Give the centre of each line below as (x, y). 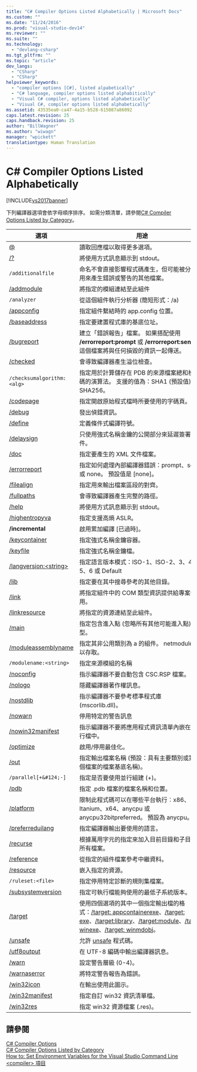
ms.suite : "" (22, 39)
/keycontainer (28, 540)
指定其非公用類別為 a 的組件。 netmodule (136, 643)
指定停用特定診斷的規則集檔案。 (123, 881)
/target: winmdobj (129, 929)
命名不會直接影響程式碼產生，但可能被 (132, 269)
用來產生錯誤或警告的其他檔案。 (123, 278)
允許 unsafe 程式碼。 (108, 940)
